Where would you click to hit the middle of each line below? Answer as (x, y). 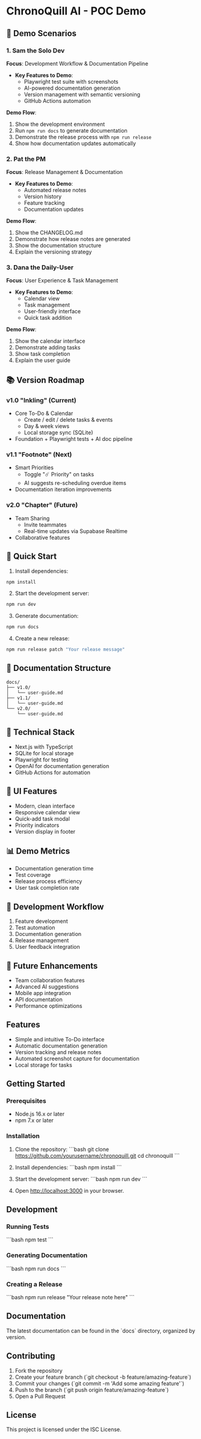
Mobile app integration (43, 993)
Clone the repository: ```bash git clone (62, 1149)
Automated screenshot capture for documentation (77, 1058)
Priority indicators (37, 825)
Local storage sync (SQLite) (58, 432)
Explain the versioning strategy (53, 252)
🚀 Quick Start (32, 556)
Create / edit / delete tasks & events (68, 420)
